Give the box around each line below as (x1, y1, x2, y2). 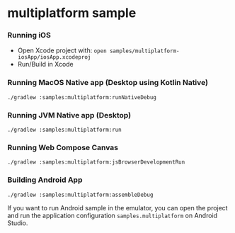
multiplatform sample (7, 5, 137, 21)
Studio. (7, 218, 28, 227)
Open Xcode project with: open (17, 46, 108, 55)
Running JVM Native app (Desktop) (7, 110, 132, 120)
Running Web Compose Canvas (7, 143, 119, 152)
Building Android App (7, 175, 83, 185)
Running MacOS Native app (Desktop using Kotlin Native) (7, 78, 209, 88)
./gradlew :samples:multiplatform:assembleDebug (7, 191, 154, 198)
